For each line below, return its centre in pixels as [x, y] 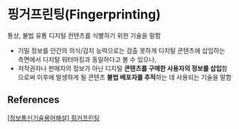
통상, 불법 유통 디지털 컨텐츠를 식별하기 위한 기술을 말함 [84, 35]
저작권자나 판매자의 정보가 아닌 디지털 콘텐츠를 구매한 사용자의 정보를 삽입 [119, 68]
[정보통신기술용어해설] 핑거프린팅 [54, 118]
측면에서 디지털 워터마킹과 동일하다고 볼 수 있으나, [87, 59]
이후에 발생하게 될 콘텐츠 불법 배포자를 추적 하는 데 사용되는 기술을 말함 [134, 77]
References [33, 100]
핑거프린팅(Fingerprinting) [84, 15]
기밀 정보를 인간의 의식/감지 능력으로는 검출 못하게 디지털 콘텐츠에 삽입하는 [121, 50]
